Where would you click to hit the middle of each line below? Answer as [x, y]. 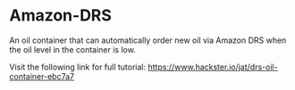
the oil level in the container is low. [72, 49]
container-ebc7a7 [42, 76]
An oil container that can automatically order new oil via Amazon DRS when [148, 40]
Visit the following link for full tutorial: [78, 67]
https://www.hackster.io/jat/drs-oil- [213, 67]
